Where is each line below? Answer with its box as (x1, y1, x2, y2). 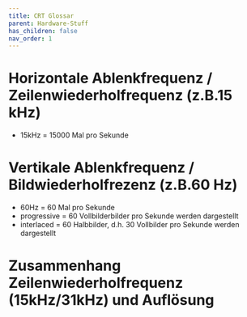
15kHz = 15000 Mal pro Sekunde (19, 130, 130, 140)
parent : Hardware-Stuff (8, 19, 89, 27)
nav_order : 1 (8, 34, 53, 43)
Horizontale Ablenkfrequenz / (8, 70, 213, 87)
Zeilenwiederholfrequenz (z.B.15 (8, 87, 233, 105)
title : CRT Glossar (8, 11, 75, 20)
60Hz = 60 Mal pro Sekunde (19, 203, 115, 213)
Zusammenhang (8, 256, 121, 275)
